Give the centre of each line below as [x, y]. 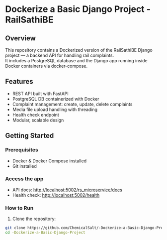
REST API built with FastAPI [40, 94]
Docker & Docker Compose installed [49, 161]
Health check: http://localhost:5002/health [56, 195]
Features [19, 81]
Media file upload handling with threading [55, 109]
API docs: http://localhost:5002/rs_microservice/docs [67, 190]
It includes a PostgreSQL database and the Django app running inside [76, 60]
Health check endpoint [36, 115]
